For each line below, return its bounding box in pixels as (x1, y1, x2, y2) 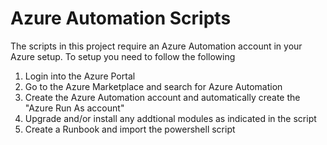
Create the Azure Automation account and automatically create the (24, 91, 301, 103)
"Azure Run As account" (24, 102, 125, 114)
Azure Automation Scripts (10, 7, 232, 30)
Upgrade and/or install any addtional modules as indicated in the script (24, 112, 317, 124)
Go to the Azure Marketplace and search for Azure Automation (24, 80, 283, 92)
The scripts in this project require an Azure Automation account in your (10, 40, 303, 52)
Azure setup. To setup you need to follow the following (10, 50, 236, 62)
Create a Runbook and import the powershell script (24, 123, 236, 135)
